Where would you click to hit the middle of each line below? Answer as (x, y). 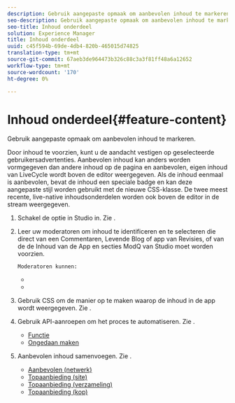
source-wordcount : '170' (43, 72)
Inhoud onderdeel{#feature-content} (117, 119)
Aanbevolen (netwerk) (60, 370)
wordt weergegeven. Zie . (54, 308)
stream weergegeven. (39, 204)
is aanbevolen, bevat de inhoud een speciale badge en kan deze (100, 182)
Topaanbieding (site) (57, 377)
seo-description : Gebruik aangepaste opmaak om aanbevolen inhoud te (111, 20)
